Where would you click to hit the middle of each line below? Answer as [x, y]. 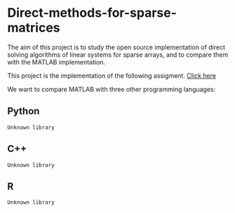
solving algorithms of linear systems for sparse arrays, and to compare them [118, 55]
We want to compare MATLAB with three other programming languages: [112, 89]
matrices [34, 28]
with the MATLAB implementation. [56, 62]
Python [23, 111]
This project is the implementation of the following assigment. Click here [112, 76]
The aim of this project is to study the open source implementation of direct [116, 47]
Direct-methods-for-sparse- [92, 13]
